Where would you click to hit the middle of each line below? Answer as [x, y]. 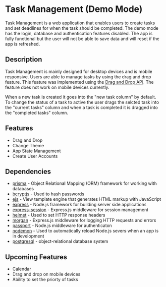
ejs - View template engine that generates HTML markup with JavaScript [86, 199]
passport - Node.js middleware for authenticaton [62, 226]
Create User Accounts [35, 156]
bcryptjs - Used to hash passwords [48, 194]
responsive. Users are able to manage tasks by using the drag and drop [78, 77]
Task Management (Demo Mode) [74, 9]
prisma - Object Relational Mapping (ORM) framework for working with [84, 183]
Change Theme [28, 145]
